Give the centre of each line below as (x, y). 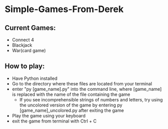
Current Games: (30, 28)
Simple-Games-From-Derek (64, 9)
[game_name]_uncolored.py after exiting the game (72, 110)
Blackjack (22, 45)
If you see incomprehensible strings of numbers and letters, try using (91, 99)
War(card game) (29, 50)
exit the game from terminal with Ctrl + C (54, 121)
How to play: (25, 66)
